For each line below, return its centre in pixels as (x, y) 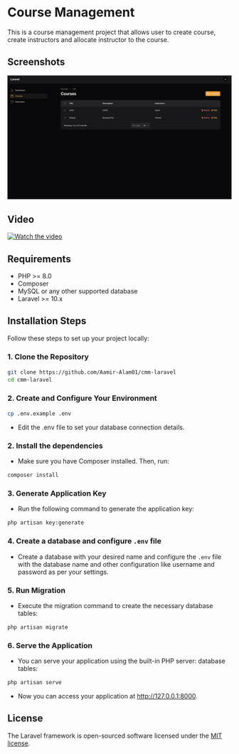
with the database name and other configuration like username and (116, 564)
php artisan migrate (38, 627)
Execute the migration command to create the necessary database (115, 605)
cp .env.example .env (39, 414)
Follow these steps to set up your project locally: (78, 338)
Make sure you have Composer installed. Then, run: (93, 461)
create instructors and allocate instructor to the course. (88, 39)
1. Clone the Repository (48, 357)
